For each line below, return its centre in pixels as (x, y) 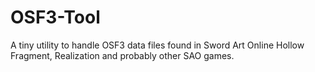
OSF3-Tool (55, 17)
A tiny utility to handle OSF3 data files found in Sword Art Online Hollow (157, 45)
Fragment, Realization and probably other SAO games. (122, 55)
